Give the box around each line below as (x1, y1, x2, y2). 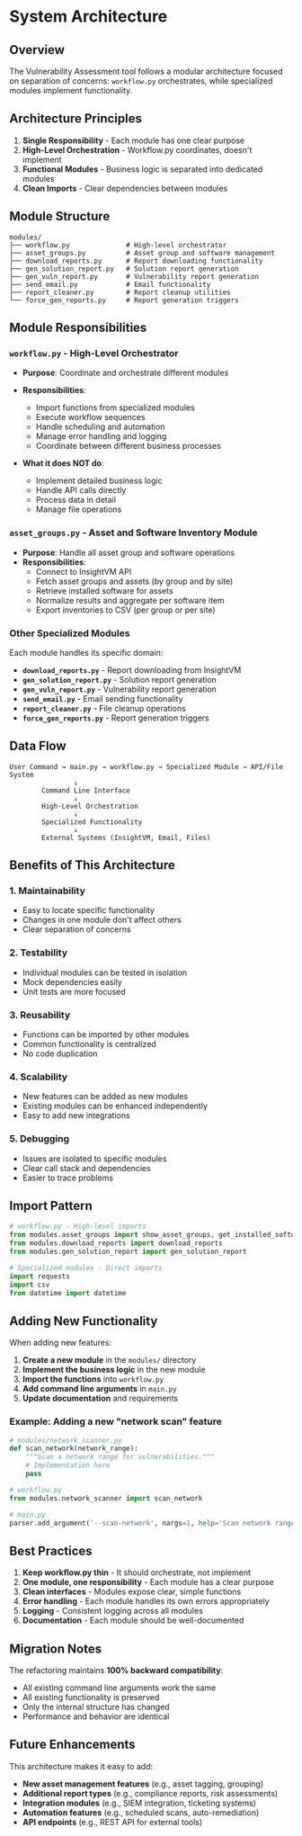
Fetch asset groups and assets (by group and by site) (35, 576, 234, 587)
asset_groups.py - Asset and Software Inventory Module (9, 526, 258, 539)
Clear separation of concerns (22, 924, 132, 935)
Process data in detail (35, 495, 117, 506)
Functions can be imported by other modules (22, 1029, 190, 1040)
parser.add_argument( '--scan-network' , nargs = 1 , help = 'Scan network (9, 1518, 271, 1527)
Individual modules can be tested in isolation (22, 967, 188, 978)
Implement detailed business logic (35, 475, 164, 487)
